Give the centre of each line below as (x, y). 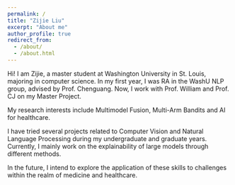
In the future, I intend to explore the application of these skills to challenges (117, 167)
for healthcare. (29, 117)
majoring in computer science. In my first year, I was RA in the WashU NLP (116, 81)
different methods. (34, 154)
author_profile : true (39, 34)
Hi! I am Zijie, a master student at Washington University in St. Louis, (107, 73)
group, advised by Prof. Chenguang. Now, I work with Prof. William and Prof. (118, 89)
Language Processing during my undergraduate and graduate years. (107, 138)
